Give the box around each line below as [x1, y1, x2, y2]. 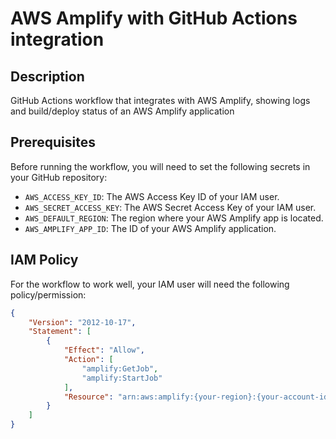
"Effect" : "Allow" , [63, 345, 145, 356]
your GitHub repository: [10, 171, 108, 183]
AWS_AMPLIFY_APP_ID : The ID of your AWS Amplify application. [24, 222, 277, 234]
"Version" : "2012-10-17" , [28, 317, 137, 327]
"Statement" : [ [28, 327, 92, 337]
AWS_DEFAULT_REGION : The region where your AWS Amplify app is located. [24, 212, 324, 224]
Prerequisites [10, 134, 96, 151]
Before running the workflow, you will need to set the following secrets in [10, 160, 311, 172]
